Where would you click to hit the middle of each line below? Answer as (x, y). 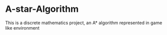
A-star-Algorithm (42, 9)
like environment (22, 28)
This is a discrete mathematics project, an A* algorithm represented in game (84, 23)
